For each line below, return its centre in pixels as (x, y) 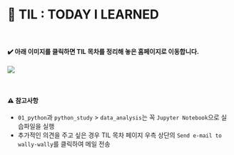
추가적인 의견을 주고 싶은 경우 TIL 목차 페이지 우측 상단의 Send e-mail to (120, 135)
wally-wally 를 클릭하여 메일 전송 (64, 144)
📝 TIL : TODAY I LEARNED (83, 15)
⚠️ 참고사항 (23, 100)
